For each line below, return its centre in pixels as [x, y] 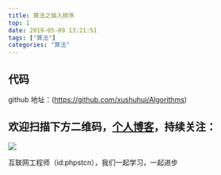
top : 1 [19, 23]
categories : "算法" [39, 45]
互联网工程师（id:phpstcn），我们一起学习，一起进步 [93, 162]
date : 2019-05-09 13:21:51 [53, 30]
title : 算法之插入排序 [42, 15]
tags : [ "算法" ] [32, 38]
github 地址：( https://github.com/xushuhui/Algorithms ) [98, 99]
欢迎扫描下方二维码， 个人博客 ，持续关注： [112, 127]
